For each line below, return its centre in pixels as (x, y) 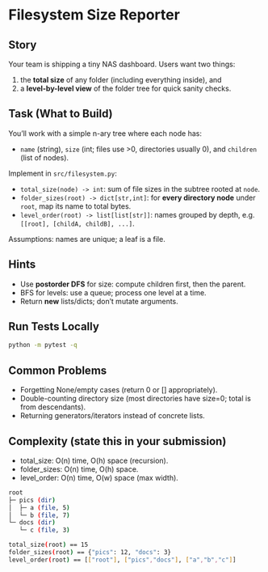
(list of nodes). (44, 157)
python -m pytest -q (43, 345)
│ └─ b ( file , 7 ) (39, 515)
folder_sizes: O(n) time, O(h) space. (79, 469)
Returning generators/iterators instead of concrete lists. (113, 416)
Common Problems (58, 370)
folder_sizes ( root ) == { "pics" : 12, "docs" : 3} (90, 553)
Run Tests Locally (54, 326)
